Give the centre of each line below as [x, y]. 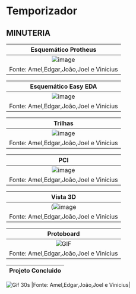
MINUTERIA [28, 33]
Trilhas [63, 123]
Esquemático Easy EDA [64, 86]
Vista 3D [64, 197]
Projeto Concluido [35, 270]
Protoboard [64, 234]
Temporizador [42, 11]
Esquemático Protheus [64, 50]
